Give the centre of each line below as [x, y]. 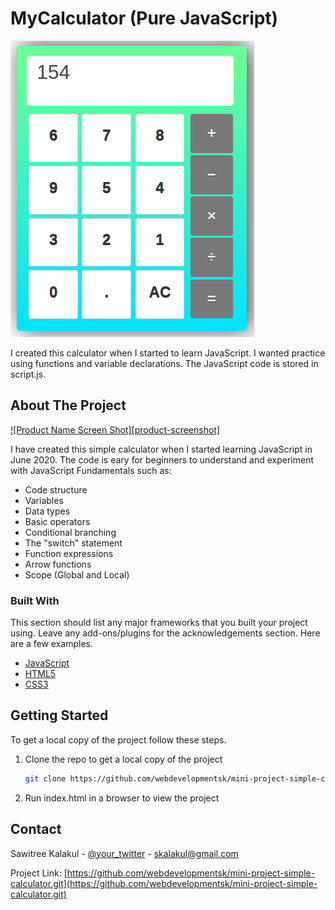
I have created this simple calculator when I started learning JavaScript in [161, 449]
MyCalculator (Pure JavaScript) [144, 18]
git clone [45, 778]
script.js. [28, 374]
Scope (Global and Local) [77, 574]
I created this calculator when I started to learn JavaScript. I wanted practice [168, 353]
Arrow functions [58, 564]
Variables [44, 500]
